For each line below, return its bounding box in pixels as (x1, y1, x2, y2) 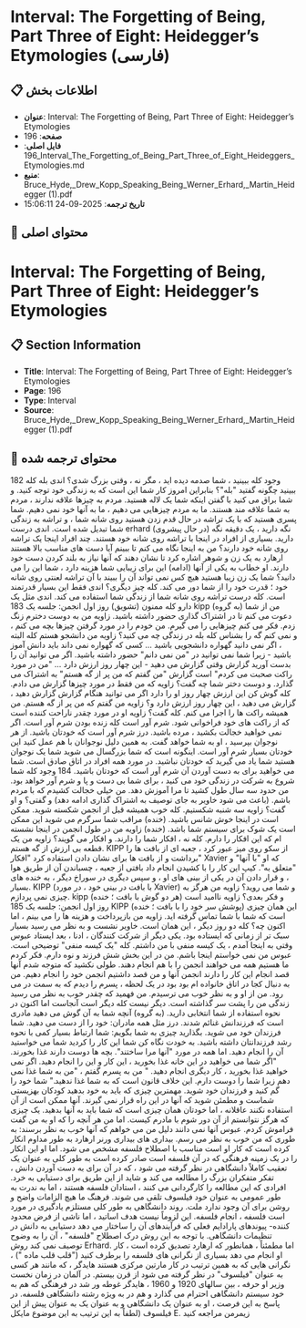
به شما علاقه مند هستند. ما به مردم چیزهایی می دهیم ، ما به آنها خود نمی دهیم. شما (10, 504, 291, 515)
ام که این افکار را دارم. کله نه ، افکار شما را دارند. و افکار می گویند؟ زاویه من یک (10, 833, 281, 844)
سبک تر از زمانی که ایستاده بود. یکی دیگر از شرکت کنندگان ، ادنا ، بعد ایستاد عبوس (10, 930, 290, 941)
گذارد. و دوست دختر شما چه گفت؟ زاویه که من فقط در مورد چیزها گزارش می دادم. (10, 678, 294, 689)
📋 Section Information (10, 337, 142, 353)
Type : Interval (23, 395, 76, 407)
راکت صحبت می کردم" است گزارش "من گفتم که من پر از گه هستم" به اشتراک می (10, 668, 292, 680)
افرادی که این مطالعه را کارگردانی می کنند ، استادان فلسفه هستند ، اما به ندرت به (10, 1182, 287, 1193)
